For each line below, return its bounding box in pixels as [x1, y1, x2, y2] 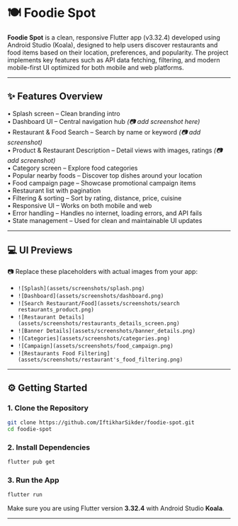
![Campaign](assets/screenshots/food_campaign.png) [17, 342, 174, 350]
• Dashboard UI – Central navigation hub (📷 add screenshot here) [7, 117, 200, 125]
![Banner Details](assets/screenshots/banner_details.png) [17, 327, 196, 334]
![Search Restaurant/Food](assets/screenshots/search [17, 299, 180, 307]
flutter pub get [7, 459, 55, 466]
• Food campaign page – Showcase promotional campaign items [7, 178, 196, 187]
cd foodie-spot [7, 425, 52, 433]
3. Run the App [7, 475, 59, 485]
